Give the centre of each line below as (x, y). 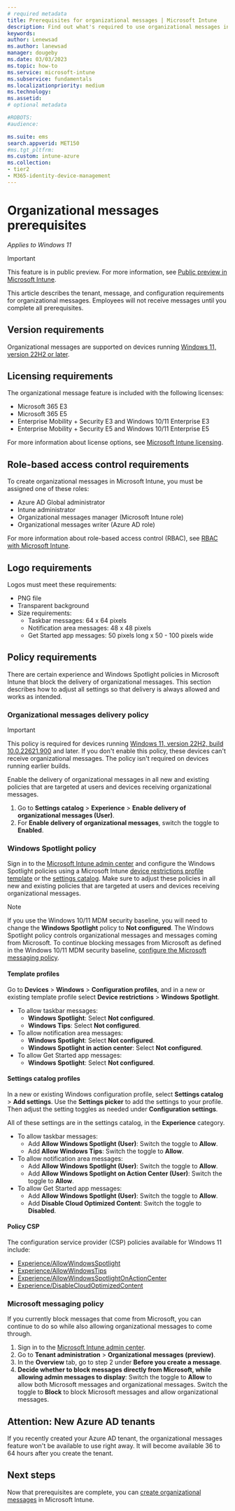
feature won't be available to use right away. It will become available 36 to (114, 1446)
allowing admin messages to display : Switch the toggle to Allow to (115, 1377)
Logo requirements (50, 568)
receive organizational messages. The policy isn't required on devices (108, 759)
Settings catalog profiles (44, 1079)
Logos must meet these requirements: (62, 584)
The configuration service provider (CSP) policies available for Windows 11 (115, 1242)
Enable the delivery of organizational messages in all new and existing (108, 780)
